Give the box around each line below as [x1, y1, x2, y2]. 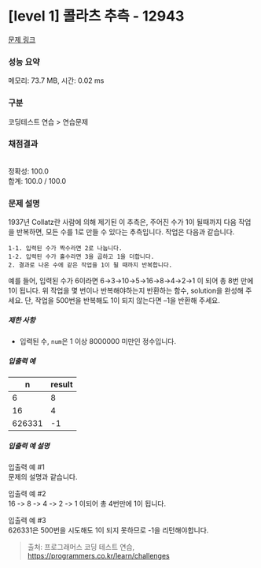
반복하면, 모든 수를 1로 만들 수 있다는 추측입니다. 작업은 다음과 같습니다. [16, 227, 235, 237]
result [50, 379, 73, 390]
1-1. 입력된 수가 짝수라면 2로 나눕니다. [8, 245, 123, 252]
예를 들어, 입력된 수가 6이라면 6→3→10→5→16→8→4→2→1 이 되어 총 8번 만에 [8, 276, 254, 286]
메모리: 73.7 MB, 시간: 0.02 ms [8, 76, 105, 85]
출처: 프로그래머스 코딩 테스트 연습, [27, 542, 135, 552]
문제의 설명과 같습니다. [8, 473, 78, 482]
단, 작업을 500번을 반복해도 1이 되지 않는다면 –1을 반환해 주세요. [24, 296, 220, 305]
